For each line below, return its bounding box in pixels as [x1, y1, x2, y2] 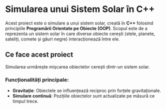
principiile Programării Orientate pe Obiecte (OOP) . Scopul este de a [5, 25, 147, 31]
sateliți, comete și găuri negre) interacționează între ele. [5, 36, 120, 42]
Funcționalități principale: [5, 76, 69, 83]
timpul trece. [12, 98, 39, 104]
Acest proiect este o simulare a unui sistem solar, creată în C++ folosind [5, 20, 153, 26]
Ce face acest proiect [5, 50, 73, 59]
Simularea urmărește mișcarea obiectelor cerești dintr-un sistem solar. [5, 63, 150, 69]
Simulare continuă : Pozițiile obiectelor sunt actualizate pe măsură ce [12, 93, 155, 99]
